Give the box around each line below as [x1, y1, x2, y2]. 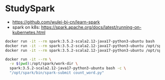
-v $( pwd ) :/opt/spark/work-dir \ [9, 61, 78, 66]
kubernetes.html [12, 29, 46, 35]
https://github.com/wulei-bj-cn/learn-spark [12, 19, 100, 25]
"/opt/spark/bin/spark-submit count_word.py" [9, 70, 105, 76]
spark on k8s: [12, 24, 40, 30]
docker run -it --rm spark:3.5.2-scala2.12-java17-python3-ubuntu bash [5, 39, 155, 44]
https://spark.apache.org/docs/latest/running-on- [41, 24, 141, 30]
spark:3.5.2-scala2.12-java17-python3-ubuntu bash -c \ [9, 66, 126, 71]
